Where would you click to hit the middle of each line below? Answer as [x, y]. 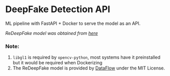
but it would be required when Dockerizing [57, 63]
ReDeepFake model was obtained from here [52, 33]
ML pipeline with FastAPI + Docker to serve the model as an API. [73, 23]
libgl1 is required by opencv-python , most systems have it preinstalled [87, 57]
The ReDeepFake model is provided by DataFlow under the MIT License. [89, 68]
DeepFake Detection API [58, 9]
